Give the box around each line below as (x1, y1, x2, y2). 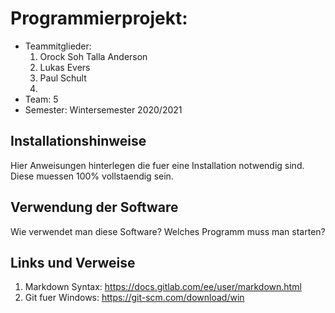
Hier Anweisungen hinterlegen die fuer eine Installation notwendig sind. (10, 159, 305, 171)
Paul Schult (39, 72, 87, 84)
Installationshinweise (10, 133, 147, 150)
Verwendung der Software (10, 199, 179, 216)
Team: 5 (24, 93, 59, 105)
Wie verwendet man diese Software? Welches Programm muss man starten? (10, 225, 326, 237)
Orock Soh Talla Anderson (39, 50, 148, 62)
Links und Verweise (10, 254, 136, 271)
